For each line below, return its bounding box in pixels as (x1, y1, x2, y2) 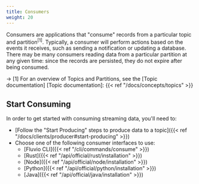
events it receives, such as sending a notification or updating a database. (6, 44, 186, 52)
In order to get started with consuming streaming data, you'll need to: (6, 114, 177, 122)
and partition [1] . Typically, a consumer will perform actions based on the (6, 37, 183, 46)
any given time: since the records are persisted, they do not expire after (6, 58, 182, 65)
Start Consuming (6, 99, 71, 109)
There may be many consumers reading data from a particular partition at (6, 51, 187, 58)
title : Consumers (6, 8, 50, 15)
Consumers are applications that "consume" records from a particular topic (6, 31, 192, 38)
